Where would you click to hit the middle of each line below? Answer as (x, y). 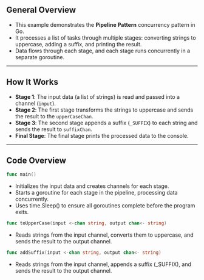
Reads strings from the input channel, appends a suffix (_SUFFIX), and (103, 264)
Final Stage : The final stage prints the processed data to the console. (102, 135)
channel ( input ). (36, 103)
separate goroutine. (40, 57)
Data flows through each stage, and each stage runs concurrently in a (103, 51)
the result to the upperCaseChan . (54, 116)
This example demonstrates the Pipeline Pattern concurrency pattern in (105, 24)
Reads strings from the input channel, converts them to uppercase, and (104, 235)
